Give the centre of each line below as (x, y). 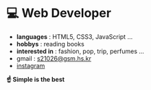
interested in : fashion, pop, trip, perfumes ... (80, 51)
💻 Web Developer (59, 13)
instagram (31, 65)
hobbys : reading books (50, 44)
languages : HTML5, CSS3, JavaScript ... (74, 36)
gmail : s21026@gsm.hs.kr (54, 58)
